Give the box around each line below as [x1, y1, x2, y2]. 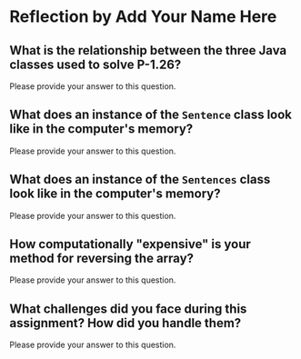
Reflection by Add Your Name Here [9, 6, 277, 27]
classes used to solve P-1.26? [9, 56, 182, 72]
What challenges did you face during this [9, 301, 247, 316]
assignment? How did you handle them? [9, 315, 242, 331]
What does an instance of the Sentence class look [9, 107, 293, 123]
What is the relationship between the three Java [9, 43, 287, 58]
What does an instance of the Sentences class [9, 172, 271, 187]
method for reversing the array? [9, 251, 194, 266]
